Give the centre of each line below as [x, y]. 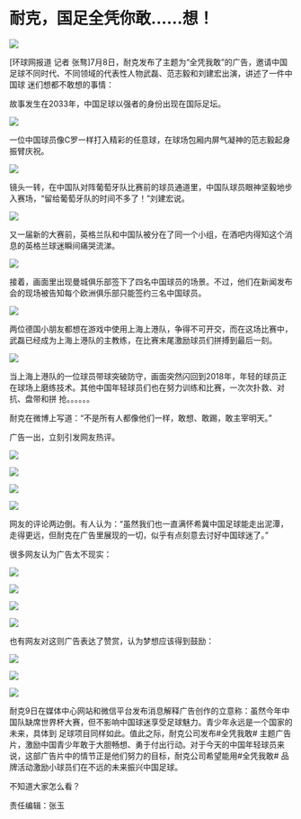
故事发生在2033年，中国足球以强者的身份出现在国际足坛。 [118, 104]
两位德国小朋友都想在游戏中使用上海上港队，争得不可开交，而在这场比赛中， [151, 329]
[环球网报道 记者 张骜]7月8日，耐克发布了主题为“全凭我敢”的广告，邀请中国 [149, 62]
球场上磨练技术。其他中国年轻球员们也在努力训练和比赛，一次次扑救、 [146, 387]
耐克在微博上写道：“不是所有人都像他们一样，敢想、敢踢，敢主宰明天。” [141, 418]
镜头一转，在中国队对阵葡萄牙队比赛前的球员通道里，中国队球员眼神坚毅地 [147, 187]
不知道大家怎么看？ [45, 786]
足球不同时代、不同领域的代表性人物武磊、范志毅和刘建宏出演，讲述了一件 [147, 73]
